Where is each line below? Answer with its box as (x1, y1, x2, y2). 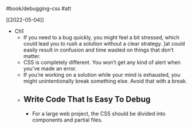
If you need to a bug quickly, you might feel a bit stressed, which (23, 34, 180, 40)
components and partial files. (32, 116, 103, 123)
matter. (23, 53, 41, 59)
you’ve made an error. (23, 65, 77, 72)
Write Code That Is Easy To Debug (23, 94, 151, 104)
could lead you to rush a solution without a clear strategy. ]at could (23, 40, 185, 47)
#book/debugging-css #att (6, 5, 72, 12)
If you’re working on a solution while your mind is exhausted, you (23, 72, 181, 78)
